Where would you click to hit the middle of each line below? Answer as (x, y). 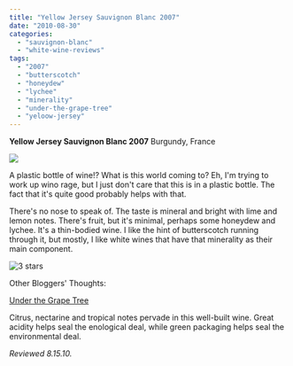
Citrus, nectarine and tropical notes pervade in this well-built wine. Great (142, 318)
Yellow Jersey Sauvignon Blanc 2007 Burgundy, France (112, 142)
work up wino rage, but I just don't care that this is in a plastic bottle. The (142, 185)
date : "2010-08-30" (45, 26)
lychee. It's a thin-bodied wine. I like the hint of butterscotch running (134, 230)
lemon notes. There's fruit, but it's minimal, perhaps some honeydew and (143, 221)
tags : (19, 58)
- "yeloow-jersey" (51, 116)
